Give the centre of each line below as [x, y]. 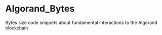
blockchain [17, 27]
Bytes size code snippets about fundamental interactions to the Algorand [82, 22]
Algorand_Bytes [40, 9]
